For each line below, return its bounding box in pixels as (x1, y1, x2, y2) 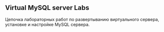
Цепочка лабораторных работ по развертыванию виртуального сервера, (5, 16, 160, 22)
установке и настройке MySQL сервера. (5, 21, 90, 27)
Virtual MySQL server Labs (5, 4, 89, 12)
